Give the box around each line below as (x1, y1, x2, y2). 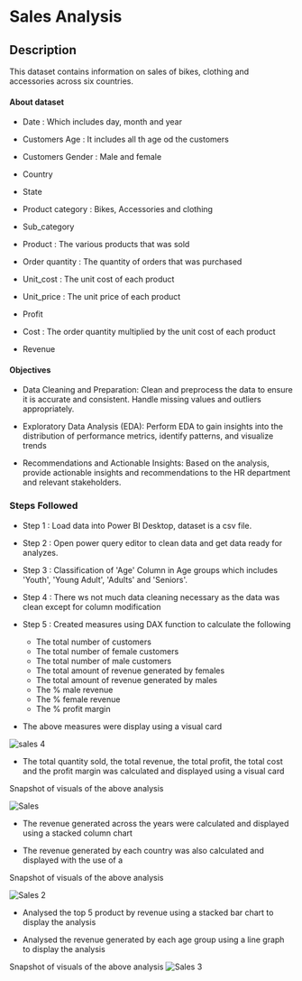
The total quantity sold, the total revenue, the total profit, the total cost (22, 755, 283, 766)
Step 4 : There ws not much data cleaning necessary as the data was (22, 591, 280, 602)
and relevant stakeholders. (22, 477, 122, 488)
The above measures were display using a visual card (22, 720, 223, 732)
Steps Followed (9, 499, 78, 512)
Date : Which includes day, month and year (22, 116, 183, 127)
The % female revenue (35, 693, 121, 705)
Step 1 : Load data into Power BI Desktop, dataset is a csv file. (22, 520, 252, 531)
